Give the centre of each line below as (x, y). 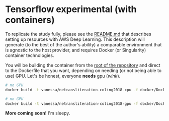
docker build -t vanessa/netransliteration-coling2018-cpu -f (72, 90)
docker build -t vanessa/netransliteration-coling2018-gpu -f (72, 104)
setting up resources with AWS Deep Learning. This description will (75, 39)
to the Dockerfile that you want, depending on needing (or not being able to (83, 70)
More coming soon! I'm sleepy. (38, 113)
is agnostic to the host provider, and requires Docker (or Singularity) (76, 50)
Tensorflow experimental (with (71, 9)
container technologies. (30, 55)
